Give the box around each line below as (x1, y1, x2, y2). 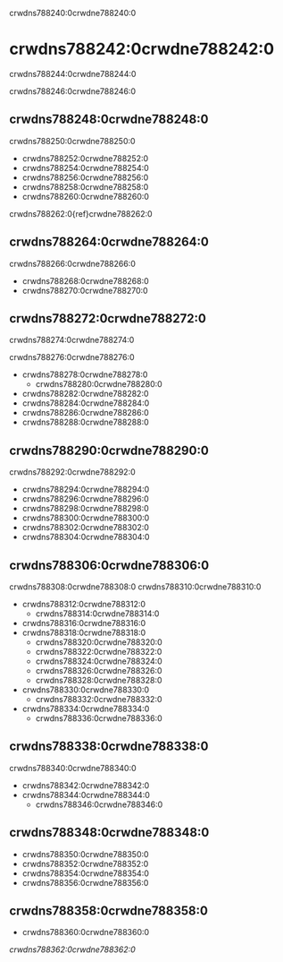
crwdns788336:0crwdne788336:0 (35, 713, 162, 724)
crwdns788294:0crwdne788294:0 (21, 484, 150, 495)
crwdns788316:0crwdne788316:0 (21, 618, 146, 628)
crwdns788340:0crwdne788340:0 (9, 762, 137, 773)
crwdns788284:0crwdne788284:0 (21, 398, 150, 408)
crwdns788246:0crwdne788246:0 (9, 85, 137, 97)
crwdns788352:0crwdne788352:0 (21, 858, 149, 869)
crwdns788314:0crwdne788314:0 (35, 608, 160, 619)
